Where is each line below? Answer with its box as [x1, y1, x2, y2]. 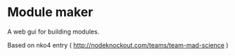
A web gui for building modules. [7, 27, 100, 36]
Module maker [7, 4, 94, 20]
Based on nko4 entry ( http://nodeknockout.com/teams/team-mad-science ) [7, 41, 229, 49]
